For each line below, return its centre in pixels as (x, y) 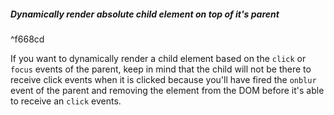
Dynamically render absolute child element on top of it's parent (145, 14)
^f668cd (27, 39)
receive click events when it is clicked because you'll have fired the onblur (163, 79)
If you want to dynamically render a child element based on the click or (158, 58)
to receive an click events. (66, 101)
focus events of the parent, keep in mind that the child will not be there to (161, 69)
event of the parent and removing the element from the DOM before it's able (167, 90)
